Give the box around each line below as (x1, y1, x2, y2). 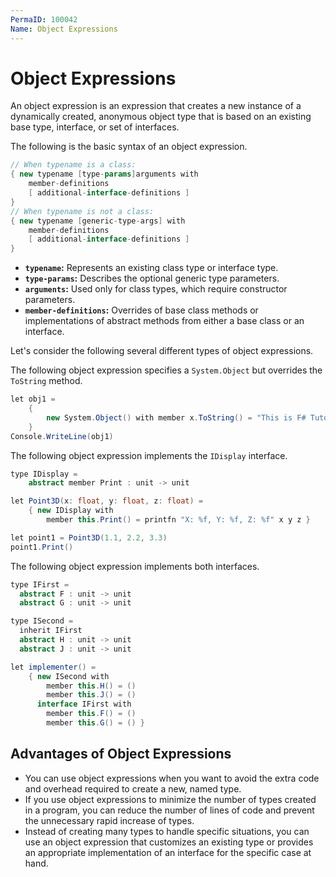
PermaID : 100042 (10, 14, 78, 25)
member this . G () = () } (46, 718, 145, 728)
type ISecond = (10, 616, 74, 626)
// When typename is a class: (10, 160, 137, 170)
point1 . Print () (10, 542, 74, 552)
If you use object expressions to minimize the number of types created (24, 793, 317, 805)
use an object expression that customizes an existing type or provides (24, 836, 314, 848)
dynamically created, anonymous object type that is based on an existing (10, 111, 312, 123)
